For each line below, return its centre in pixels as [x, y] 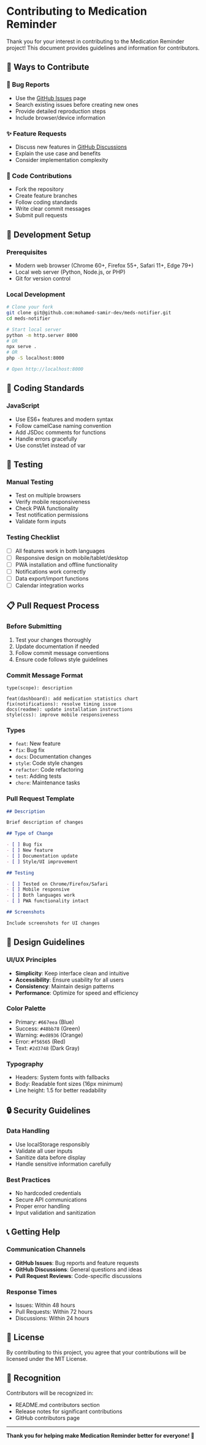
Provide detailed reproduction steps [60, 111]
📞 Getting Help [33, 1232]
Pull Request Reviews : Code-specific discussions [78, 1276]
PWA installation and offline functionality [66, 564]
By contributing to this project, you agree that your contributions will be [96, 1352]
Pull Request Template [40, 799]
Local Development [36, 294]
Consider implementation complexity [62, 160]
